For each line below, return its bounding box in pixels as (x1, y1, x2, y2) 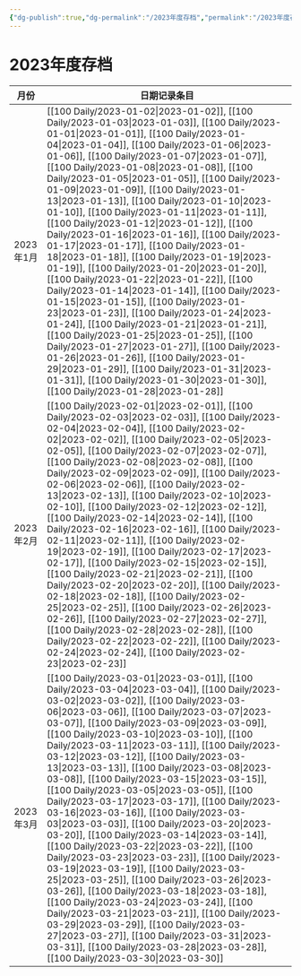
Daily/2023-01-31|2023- (158, 362, 272, 375)
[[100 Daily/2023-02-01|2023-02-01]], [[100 (46, 400, 254, 412)
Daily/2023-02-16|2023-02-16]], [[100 (46, 523, 227, 535)
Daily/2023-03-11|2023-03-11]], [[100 (46, 738, 227, 751)
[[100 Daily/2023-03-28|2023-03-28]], (87, 940, 267, 953)
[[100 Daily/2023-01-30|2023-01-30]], (87, 374, 267, 386)
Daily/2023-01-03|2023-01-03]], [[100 (46, 116, 227, 128)
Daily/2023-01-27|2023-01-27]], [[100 (46, 340, 227, 352)
